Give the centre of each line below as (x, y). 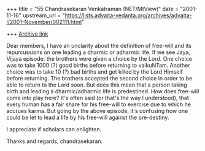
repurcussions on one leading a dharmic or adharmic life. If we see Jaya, (98, 52)
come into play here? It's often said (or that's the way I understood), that (98, 98)
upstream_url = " (44, 15)
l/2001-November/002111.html (44, 22)
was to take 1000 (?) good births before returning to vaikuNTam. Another (98, 65)
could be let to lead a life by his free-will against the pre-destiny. (88, 117)
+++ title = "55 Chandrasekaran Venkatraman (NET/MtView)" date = (93, 9)
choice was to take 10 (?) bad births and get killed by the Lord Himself (95, 72)
